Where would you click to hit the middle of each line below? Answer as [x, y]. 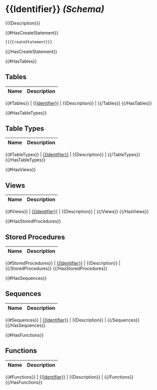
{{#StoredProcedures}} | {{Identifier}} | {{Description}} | [63, 263]
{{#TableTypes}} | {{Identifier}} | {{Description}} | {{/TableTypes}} [73, 155]
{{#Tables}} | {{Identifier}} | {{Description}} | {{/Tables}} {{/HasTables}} [79, 103]
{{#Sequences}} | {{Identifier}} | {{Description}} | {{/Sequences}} [72, 320]
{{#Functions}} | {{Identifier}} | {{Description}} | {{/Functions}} [69, 377]
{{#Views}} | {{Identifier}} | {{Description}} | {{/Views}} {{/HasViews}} [77, 212]
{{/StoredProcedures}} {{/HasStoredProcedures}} [56, 268]
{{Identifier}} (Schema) [55, 9]
